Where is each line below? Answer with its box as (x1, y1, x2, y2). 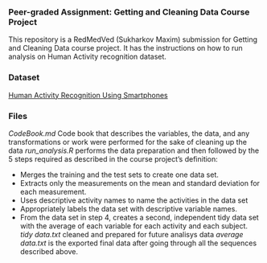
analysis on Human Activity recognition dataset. (8, 51, 167, 62)
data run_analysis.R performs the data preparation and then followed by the (8, 146, 260, 155)
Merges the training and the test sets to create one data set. (19, 170, 219, 179)
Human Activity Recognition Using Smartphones (8, 90, 168, 100)
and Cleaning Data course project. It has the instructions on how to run (8, 43, 243, 53)
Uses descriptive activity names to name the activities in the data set (19, 195, 249, 205)
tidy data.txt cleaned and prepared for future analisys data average (19, 229, 244, 239)
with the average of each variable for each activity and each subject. (19, 220, 248, 231)
